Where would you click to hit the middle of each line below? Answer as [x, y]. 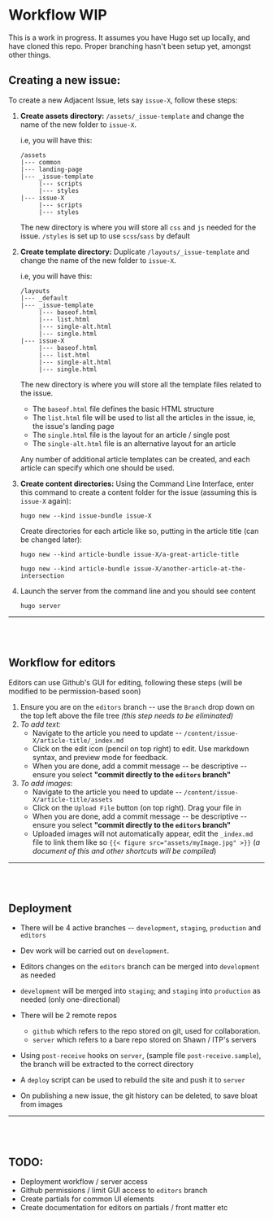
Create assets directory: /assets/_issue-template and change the [132, 116]
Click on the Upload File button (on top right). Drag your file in [137, 807]
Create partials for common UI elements [87, 1199]
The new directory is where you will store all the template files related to [141, 384]
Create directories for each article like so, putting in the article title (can [139, 531]
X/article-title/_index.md [78, 741]
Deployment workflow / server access [84, 1182]
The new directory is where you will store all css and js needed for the [138, 227]
